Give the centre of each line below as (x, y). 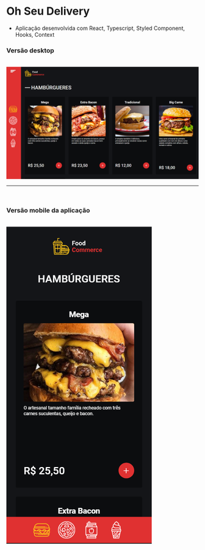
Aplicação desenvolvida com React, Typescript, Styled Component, (100, 28)
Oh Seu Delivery (48, 11)
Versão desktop (31, 50)
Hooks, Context (35, 34)
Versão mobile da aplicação (48, 210)
